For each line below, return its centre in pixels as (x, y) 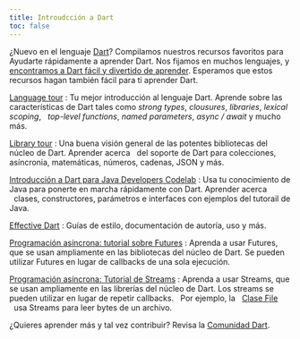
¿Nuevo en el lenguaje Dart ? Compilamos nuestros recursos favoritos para (146, 51)
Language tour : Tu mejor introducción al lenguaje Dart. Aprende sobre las (146, 97)
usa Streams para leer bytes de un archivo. (93, 307)
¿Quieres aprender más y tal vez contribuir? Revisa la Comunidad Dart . (140, 325)
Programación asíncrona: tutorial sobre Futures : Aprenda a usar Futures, (144, 242)
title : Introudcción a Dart (62, 17)
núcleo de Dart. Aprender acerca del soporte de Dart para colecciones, (143, 152)
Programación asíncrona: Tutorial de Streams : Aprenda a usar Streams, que (150, 279)
